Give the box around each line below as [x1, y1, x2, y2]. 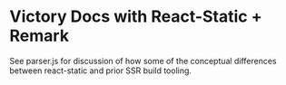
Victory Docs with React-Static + [9, 6, 262, 27]
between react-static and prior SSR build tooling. [9, 65, 192, 76]
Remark [9, 25, 70, 46]
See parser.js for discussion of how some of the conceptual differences [9, 55, 277, 66]
